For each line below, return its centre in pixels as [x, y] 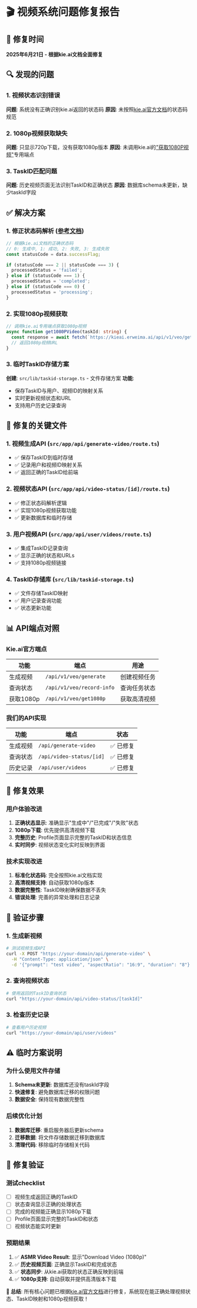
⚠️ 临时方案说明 [34, 1052]
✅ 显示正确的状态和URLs [45, 555]
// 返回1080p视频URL [35, 343]
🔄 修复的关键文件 [37, 426]
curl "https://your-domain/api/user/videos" [61, 1033]
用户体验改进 [24, 809]
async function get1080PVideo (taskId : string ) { [67, 332]
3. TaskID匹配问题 [32, 171]
